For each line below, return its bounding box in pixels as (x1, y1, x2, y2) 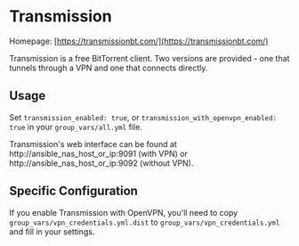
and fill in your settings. (9, 225, 95, 237)
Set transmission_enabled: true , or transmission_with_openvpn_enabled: (9, 111, 278, 122)
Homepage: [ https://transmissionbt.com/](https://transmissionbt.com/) (9, 36, 269, 46)
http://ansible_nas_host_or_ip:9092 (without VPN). (9, 158, 194, 168)
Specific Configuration (9, 184, 138, 199)
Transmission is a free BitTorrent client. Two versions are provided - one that (9, 53, 290, 63)
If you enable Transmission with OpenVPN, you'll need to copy (9, 207, 238, 217)
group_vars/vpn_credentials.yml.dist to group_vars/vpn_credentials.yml (9, 217, 280, 227)
